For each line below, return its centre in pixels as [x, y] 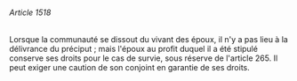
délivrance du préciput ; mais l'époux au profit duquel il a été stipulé [133, 49]
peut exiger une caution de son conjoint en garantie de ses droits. [130, 68]
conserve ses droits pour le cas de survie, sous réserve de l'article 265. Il [144, 58]
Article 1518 [30, 12]
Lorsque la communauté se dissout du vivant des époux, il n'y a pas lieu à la [149, 40]
